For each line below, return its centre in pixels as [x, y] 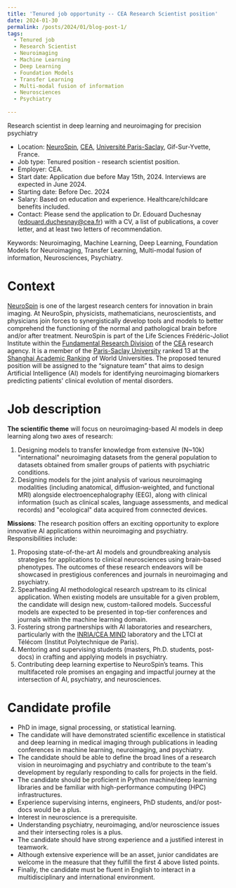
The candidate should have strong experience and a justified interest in [120, 839]
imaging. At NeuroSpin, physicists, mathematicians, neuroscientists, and [112, 313]
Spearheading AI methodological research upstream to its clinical [112, 589]
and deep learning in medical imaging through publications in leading [117, 742]
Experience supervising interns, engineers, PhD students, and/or [111, 802]
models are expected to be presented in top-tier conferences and [112, 612]
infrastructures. [40, 794]
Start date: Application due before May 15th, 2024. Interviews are [112, 176]
